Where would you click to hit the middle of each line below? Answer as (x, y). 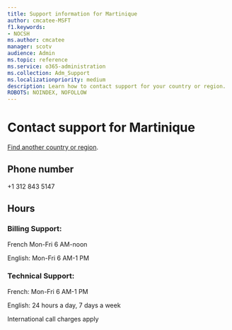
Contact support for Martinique (101, 128)
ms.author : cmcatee (36, 40)
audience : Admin (31, 54)
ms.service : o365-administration (57, 66)
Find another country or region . (53, 147)
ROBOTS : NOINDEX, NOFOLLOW (47, 93)
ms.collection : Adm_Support (49, 73)
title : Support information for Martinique (72, 14)
